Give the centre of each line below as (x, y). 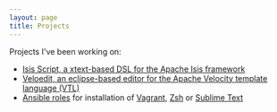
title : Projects (39, 26)
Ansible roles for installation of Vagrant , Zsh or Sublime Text (133, 97)
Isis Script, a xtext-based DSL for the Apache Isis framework (134, 69)
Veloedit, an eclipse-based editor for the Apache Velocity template (145, 78)
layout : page (34, 17)
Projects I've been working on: (66, 51)
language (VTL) (51, 88)
